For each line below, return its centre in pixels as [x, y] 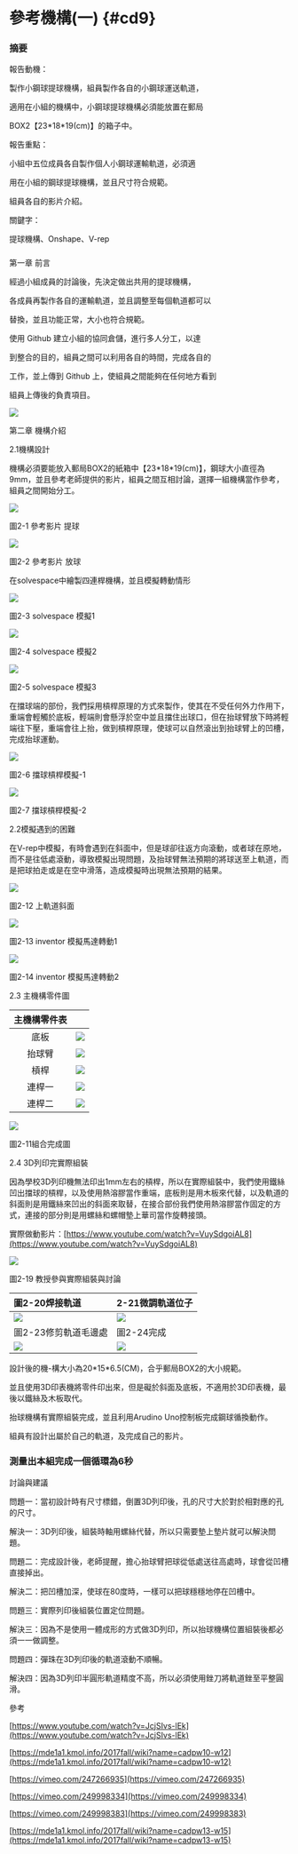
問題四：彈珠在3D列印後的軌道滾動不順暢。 [88, 1659]
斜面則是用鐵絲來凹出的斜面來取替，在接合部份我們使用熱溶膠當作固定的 [141, 1204]
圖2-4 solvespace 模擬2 [53, 652]
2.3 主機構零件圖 [39, 996]
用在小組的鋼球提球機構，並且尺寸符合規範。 [91, 182]
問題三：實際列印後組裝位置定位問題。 [79, 1610]
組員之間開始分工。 [44, 490]
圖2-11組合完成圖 [40, 1144]
